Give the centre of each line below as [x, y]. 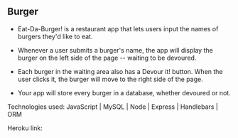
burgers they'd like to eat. [55, 36]
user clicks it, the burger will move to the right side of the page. [110, 79]
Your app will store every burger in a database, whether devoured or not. [124, 92]
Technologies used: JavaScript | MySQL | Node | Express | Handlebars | [113, 107]
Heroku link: [25, 128]
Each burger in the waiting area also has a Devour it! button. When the [120, 71]
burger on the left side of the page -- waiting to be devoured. [107, 58]
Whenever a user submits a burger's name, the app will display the [115, 50]
